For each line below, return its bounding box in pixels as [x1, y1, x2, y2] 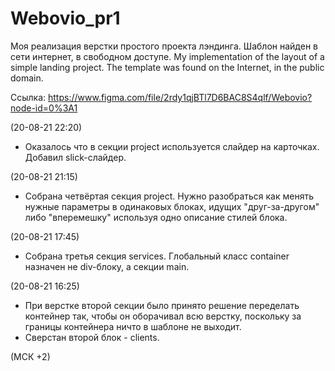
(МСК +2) [10, 350, 51, 362]
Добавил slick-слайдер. [24, 151, 127, 163]
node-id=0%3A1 [10, 102, 78, 114]
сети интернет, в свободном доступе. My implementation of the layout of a [10, 50, 325, 62]
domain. [10, 72, 44, 84]
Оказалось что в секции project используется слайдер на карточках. [24, 140, 320, 152]
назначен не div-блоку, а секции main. [24, 260, 190, 272]
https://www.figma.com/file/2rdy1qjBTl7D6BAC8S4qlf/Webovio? [48, 91, 313, 103]
